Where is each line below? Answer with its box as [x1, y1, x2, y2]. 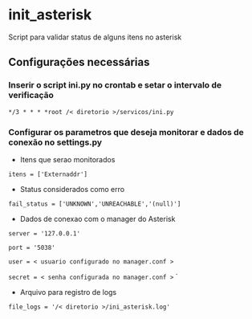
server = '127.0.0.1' [8, 229, 81, 238]
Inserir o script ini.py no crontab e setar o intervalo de [8, 80, 222, 91]
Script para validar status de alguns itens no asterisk [8, 32, 182, 42]
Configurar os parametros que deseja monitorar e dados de [8, 126, 245, 137]
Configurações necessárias [8, 55, 150, 69]
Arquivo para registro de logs [19, 287, 117, 297]
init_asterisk [8, 6, 92, 24]
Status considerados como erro [19, 184, 125, 194]
